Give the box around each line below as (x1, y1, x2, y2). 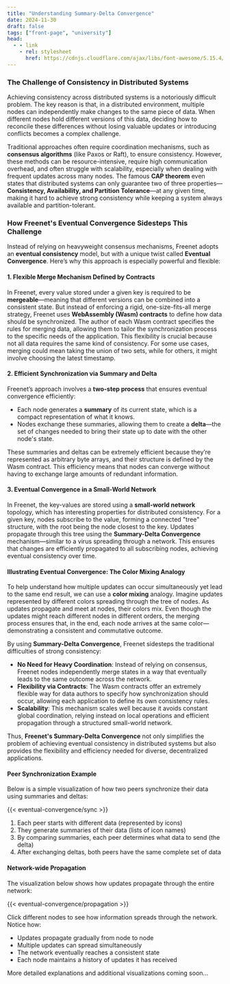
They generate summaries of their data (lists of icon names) (16, 826, 186, 834)
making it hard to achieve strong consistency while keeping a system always (7, 194, 222, 203)
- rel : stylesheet (19, 49, 72, 56)
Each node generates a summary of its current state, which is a (16, 405, 197, 413)
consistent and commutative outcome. (54, 626, 163, 635)
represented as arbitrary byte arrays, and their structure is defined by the (7, 455, 214, 464)
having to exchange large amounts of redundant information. (7, 470, 179, 478)
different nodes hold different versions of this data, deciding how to (7, 115, 197, 124)
